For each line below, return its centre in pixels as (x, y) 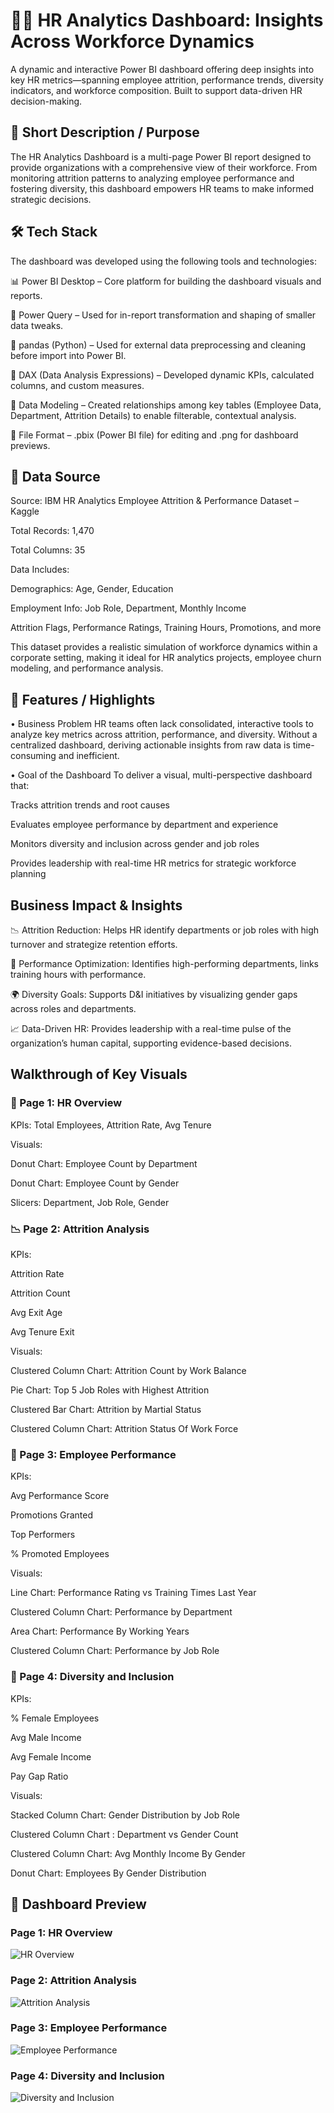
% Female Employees (55, 1718)
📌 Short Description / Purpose (105, 132)
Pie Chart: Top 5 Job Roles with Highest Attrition (110, 1390)
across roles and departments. (73, 1008)
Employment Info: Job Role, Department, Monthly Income (128, 608)
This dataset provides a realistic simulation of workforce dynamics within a (164, 647)
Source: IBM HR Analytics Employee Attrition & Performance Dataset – (155, 501)
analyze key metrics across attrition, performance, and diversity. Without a (164, 735)
